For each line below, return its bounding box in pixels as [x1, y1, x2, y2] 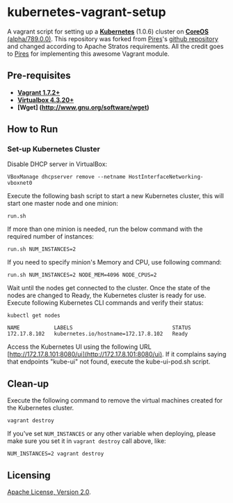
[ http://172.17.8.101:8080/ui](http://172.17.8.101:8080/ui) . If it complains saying [7, 350, 227, 359]
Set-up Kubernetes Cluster [7, 144, 101, 154]
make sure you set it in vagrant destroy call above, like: [7, 437, 166, 445]
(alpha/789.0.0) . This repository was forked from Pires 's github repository [7, 34, 219, 43]
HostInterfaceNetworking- [128, 174, 204, 181]
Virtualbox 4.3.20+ [17, 96, 74, 104]
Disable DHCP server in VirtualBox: [7, 160, 108, 168]
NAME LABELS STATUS [7, 324, 191, 331]
